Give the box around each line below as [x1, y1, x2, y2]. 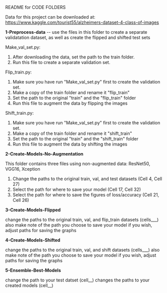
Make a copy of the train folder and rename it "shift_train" [12, 130, 132, 136]
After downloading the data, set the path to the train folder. [12, 54, 135, 60]
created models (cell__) [5, 282, 54, 288]
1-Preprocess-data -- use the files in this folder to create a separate [5, 29, 147, 35]
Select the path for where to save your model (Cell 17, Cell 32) [12, 186, 141, 192]
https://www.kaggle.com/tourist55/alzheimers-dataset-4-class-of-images [5, 20, 159, 25]
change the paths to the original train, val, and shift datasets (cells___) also [5, 247, 160, 253]
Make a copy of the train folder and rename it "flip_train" [12, 90, 130, 95]
